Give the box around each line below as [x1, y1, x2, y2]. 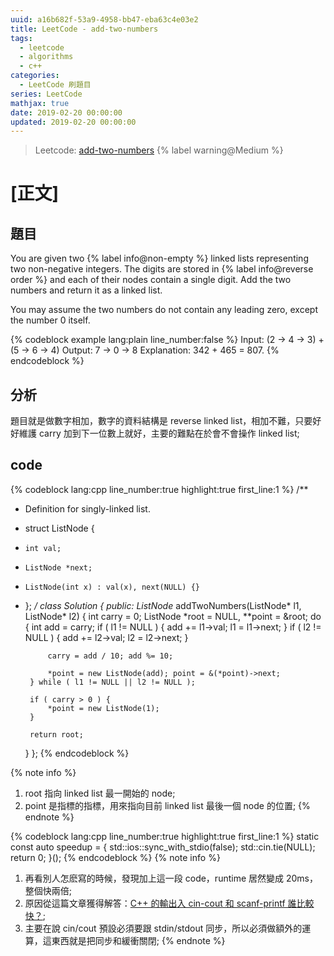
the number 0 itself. [10, 314, 91, 326]
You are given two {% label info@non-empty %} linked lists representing [10, 252, 309, 265]
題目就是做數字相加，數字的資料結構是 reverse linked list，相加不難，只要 [10, 415, 313, 427]
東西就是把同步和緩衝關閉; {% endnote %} [51, 934, 226, 946]
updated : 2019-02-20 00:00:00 [10, 117, 137, 127]
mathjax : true [10, 98, 70, 108]
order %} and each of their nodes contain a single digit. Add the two [10, 274, 292, 286]
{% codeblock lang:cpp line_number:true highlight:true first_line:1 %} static [10, 830, 320, 842]
